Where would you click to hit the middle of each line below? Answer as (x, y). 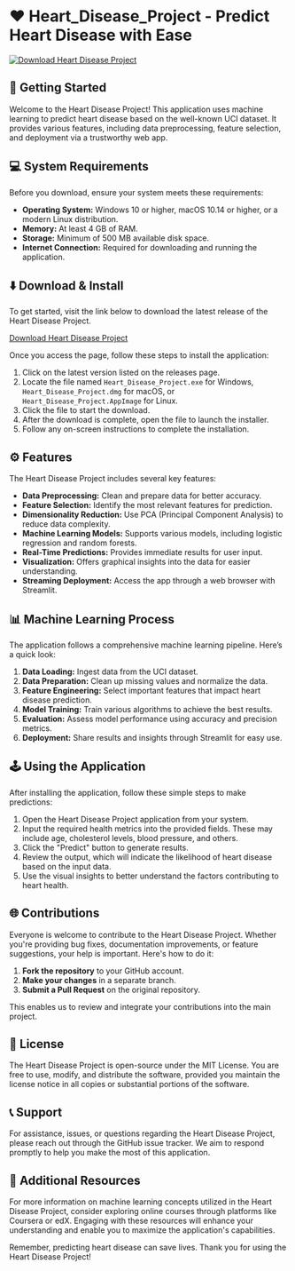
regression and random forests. (79, 543)
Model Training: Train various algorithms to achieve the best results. (147, 709)
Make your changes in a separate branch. (99, 980)
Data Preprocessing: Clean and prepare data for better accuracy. (142, 496)
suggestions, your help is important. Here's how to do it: (112, 953)
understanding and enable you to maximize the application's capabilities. (142, 1230)
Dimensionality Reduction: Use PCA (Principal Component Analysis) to (152, 515)
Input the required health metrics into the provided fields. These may (147, 829)
